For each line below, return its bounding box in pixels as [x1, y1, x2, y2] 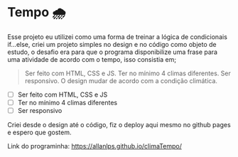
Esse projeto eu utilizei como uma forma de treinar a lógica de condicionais [7, 32, 227, 41]
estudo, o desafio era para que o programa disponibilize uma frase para [7, 48, 218, 56]
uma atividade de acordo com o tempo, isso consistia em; [7, 55, 176, 63]
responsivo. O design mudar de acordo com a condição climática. [24, 76, 218, 85]
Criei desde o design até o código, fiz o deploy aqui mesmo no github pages [7, 121, 231, 129]
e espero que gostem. [7, 128, 72, 137]
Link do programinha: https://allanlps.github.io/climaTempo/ [7, 142, 183, 151]
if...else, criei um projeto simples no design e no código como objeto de [7, 40, 217, 48]
